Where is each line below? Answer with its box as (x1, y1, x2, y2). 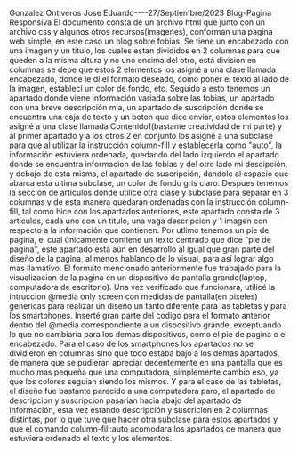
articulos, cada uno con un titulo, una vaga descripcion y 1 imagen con (9, 215, 269, 226)
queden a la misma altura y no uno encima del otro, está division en (9, 55, 257, 65)
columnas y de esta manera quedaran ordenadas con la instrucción (9, 197, 256, 207)
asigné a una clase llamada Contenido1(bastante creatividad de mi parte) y (9, 121, 283, 132)
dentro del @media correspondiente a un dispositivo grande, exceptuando (9, 319, 282, 330)
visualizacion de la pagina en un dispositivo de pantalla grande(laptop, (9, 272, 268, 283)
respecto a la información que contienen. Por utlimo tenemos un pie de (9, 225, 270, 235)
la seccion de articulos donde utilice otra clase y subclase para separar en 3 (9, 187, 289, 198)
